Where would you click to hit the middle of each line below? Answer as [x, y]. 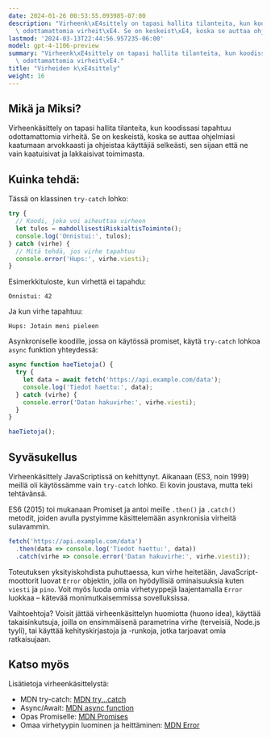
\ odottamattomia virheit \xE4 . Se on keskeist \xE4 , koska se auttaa [133, 31]
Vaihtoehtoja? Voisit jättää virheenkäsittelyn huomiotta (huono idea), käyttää [135, 613]
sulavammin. [29, 526]
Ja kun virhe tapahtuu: [46, 311]
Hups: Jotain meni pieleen [54, 327]
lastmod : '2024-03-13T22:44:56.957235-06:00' [86, 38]
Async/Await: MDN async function [77, 708]
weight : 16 [27, 76]
